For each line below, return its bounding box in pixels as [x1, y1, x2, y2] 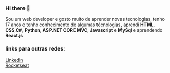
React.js [5, 33, 23, 39]
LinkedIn [5, 57, 23, 63]
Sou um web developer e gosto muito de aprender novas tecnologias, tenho [5, 16, 165, 22]
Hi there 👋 [5, 5, 31, 12]
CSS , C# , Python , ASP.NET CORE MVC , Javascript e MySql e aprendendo [5, 27, 163, 33]
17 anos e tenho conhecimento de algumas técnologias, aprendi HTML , [5, 21, 155, 28]
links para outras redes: [5, 45, 65, 53]
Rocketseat [5, 62, 29, 68]
